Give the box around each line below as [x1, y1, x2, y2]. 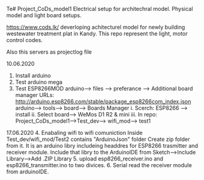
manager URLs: [15, 92, 54, 98]
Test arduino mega [15, 79, 63, 85]
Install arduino [15, 72, 51, 79]
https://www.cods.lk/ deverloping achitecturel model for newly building [6, 24, 185, 31]
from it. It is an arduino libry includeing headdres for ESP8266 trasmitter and [6, 142, 199, 149]
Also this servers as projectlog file [6, 48, 92, 56]
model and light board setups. [6, 12, 82, 19]
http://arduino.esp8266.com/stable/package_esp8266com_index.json [15, 98, 191, 105]
